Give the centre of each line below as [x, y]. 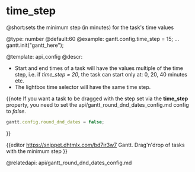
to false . [16, 111]
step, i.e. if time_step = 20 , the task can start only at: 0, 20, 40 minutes [101, 74]
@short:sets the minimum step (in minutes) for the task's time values [90, 27]
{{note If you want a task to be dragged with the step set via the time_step [97, 98]
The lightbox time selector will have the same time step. [83, 87]
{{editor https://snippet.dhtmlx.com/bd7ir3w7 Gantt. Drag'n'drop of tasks [95, 145]
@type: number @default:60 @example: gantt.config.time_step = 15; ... [93, 39]
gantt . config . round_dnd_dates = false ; [55, 122]
